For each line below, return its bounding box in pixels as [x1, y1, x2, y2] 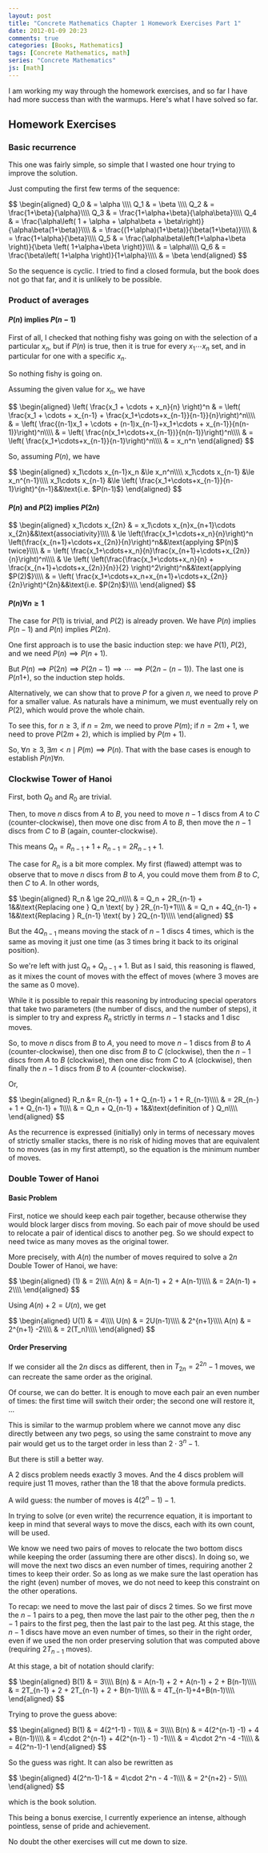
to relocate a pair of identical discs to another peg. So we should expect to [8, 1228, 254, 1238]
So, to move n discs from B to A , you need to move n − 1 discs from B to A [8, 1038, 251, 1048]
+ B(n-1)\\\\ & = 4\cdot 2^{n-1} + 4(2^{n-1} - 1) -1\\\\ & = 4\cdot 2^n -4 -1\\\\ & [8, 1733, 260, 1743]
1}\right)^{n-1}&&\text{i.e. [8, 484, 90, 493]
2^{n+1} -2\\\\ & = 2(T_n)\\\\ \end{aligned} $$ [8, 1324, 156, 1334]
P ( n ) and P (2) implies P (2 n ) [8, 502, 100, 512]
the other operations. [8, 1586, 78, 1596]
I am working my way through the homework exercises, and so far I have [8, 86, 248, 95]
